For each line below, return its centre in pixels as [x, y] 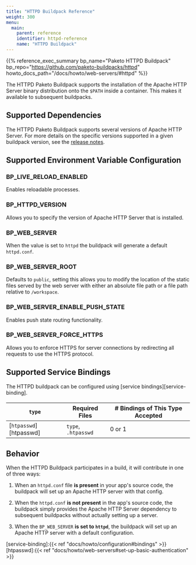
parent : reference [39, 33]
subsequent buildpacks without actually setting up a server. [86, 515]
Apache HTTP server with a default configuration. [74, 533]
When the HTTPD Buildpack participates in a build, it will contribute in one [95, 468]
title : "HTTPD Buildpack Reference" [50, 11]
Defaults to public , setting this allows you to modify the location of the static [98, 280]
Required [85, 408]
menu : [13, 22]
